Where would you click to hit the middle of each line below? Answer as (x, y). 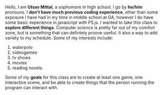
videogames (25, 52)
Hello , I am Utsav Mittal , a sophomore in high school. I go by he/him (74, 7)
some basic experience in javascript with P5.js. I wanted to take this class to (81, 22)
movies (19, 63)
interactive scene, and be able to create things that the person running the (80, 82)
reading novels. (28, 68)
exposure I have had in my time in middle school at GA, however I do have (79, 17)
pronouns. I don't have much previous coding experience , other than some (81, 12)
